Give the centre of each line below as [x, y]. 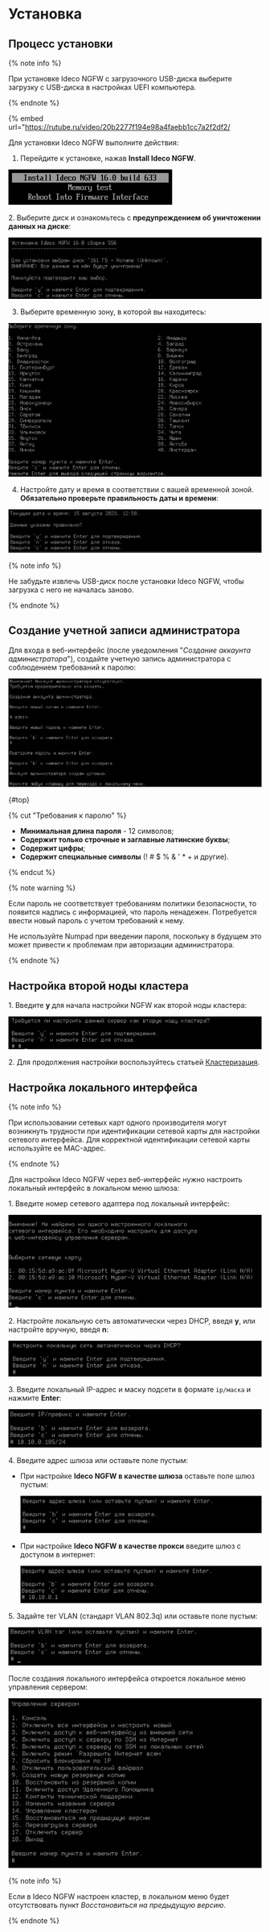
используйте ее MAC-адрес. [57, 1148]
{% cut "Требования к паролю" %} [67, 815]
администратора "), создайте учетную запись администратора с [120, 658]
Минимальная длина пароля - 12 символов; [97, 831]
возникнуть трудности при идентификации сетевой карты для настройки [134, 1131]
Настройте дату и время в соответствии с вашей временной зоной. [137, 489]
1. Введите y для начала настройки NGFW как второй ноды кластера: [128, 1005]
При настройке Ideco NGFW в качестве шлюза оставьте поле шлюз [137, 1476]
